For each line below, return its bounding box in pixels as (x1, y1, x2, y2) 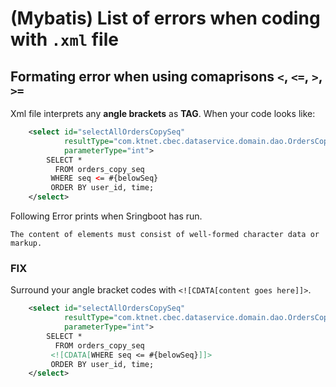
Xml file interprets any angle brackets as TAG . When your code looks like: (10, 108, 316, 119)
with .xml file (10, 28, 119, 51)
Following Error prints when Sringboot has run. (10, 210, 203, 222)
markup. (10, 238, 43, 248)
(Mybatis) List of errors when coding (10, 7, 321, 30)
